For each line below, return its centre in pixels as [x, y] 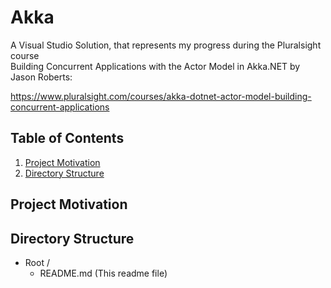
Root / [37, 262]
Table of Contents [67, 138]
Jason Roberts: [41, 77]
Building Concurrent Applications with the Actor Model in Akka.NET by [155, 66]
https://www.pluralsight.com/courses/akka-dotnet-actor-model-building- [161, 96]
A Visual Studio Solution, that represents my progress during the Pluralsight [166, 45]
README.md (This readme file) [103, 273]
